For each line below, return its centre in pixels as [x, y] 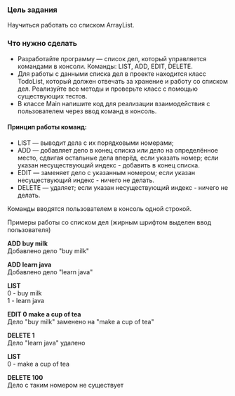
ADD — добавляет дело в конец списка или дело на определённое [118, 150]
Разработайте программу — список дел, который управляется [112, 58]
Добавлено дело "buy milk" [48, 250]
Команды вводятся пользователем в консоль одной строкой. [99, 208]
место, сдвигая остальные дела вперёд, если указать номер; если [118, 158]
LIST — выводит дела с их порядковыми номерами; [95, 143]
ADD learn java [29, 264]
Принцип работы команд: [47, 127]
